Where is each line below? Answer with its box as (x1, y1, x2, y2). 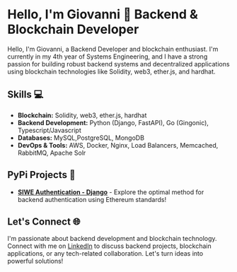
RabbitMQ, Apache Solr (17, 148, 86, 157)
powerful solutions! (7, 257, 64, 266)
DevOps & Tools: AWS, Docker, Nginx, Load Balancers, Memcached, (17, 141, 219, 149)
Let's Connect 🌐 (7, 215, 81, 227)
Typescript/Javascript (17, 126, 81, 134)
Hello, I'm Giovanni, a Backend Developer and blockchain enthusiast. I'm (7, 45, 219, 53)
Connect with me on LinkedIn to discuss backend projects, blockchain (7, 242, 212, 250)
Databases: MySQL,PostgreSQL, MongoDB (17, 134, 145, 142)
